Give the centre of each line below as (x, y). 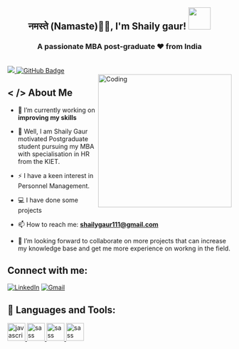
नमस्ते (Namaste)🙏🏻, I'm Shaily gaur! (107, 27)
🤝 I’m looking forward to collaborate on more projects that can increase (122, 240)
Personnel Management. (54, 186)
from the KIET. (39, 161)
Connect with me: (48, 270)
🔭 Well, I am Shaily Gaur (53, 131)
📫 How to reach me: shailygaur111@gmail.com (88, 224)
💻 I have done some (48, 200)
